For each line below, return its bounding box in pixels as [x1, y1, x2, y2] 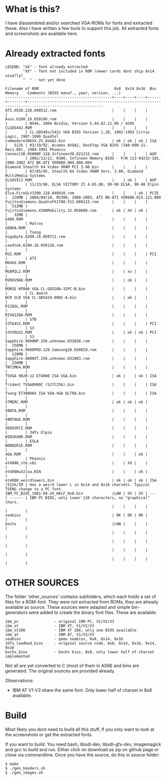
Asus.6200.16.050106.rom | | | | [5, 116, 148, 121]
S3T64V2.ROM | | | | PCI [5, 321, 157, 326]
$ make [5, 761, 19, 767]
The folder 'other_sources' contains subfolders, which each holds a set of [5, 593, 157, 599]
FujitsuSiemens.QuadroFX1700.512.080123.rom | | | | [5, 199, 148, 204]
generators [5, 609, 28, 615]
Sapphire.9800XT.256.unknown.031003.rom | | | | [5, 356, 148, 361]
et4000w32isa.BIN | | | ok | [5, 469, 148, 474]
